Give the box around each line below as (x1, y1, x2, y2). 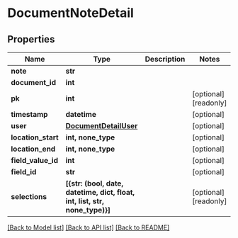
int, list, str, (65, 196, 104, 206)
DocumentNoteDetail (7, 5, 135, 21)
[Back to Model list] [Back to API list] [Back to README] (7, 223, 170, 232)
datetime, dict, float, (65, 188, 135, 197)
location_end (11, 144, 56, 154)
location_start (11, 132, 59, 142)
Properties (7, 33, 55, 45)
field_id (11, 167, 37, 176)
